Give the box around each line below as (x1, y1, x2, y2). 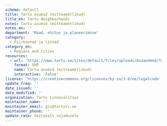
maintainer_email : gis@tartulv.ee (5, 104, 77, 109)
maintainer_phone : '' (5, 109, 50, 114)
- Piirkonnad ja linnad (9, 40, 59, 45)
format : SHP (14, 63, 39, 67)
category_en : (5, 44, 32, 49)
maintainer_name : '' (5, 100, 48, 105)
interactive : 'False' (14, 72, 59, 77)
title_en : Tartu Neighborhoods (5, 16, 70, 21)
